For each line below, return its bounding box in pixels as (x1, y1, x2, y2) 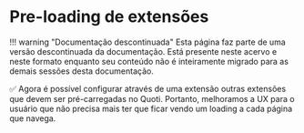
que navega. (9, 112, 56, 124)
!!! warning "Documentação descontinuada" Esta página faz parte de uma (9, 36, 287, 47)
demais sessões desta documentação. (9, 66, 155, 77)
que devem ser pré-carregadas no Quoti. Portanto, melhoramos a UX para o (9, 93, 295, 104)
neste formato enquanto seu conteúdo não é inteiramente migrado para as (9, 56, 289, 66)
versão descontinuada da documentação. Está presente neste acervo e (9, 46, 278, 56)
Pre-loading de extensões (9, 6, 209, 27)
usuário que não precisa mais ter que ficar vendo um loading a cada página (9, 103, 293, 114)
